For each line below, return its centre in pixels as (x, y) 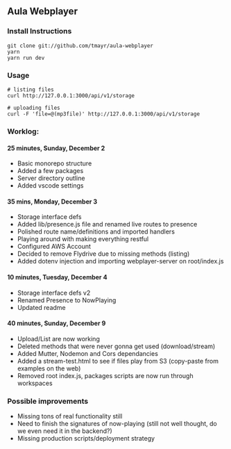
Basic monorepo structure (54, 163)
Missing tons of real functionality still (70, 416)
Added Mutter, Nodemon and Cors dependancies (87, 353)
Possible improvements (48, 401)
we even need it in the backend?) (65, 431)
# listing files (31, 90)
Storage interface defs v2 (54, 293)
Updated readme (41, 307)
